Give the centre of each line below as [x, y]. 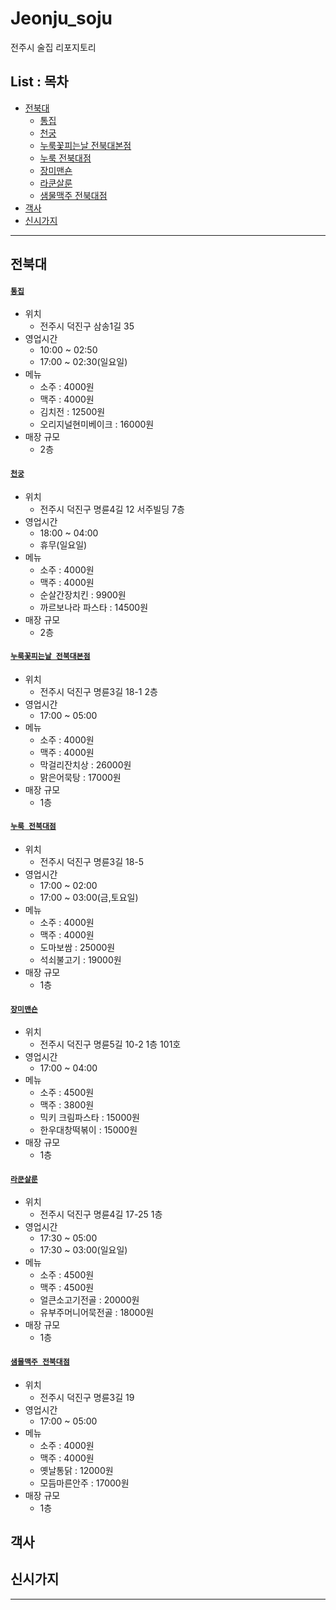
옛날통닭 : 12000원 [76, 1470]
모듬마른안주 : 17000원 [84, 1483]
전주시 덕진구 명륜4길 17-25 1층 [101, 1214]
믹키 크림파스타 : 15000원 [89, 1118]
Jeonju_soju [61, 18]
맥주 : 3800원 [67, 1105]
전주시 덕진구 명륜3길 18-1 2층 [98, 691]
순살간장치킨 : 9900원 [83, 594]
